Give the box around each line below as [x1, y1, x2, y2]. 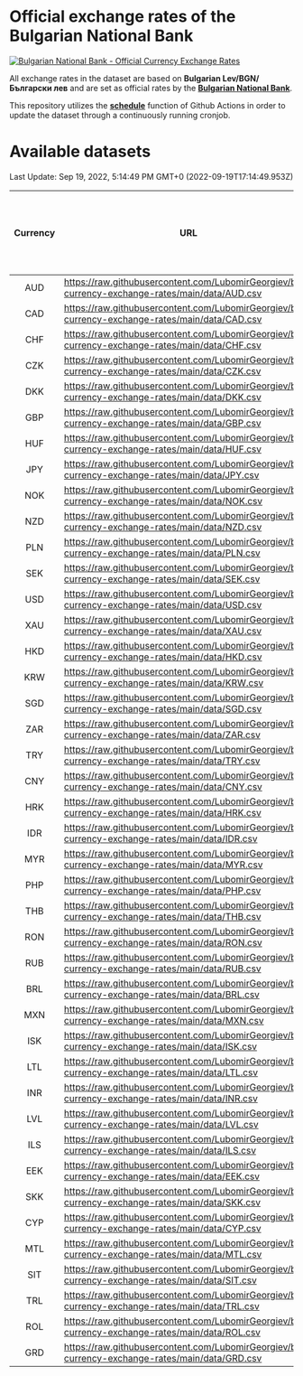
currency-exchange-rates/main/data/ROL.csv [63, 1325, 262, 1338]
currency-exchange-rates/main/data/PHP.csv [63, 884, 262, 896]
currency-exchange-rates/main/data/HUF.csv [63, 443, 262, 455]
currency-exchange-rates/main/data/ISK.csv [63, 1040, 258, 1053]
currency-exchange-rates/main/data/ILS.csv [63, 1144, 257, 1156]
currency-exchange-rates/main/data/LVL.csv [63, 1118, 259, 1130]
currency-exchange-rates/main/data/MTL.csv [63, 1248, 262, 1260]
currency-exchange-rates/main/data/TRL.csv [63, 1299, 260, 1312]
